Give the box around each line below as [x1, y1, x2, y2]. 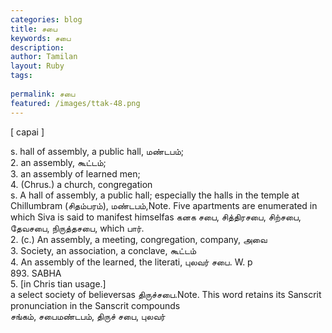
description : [10, 42, 65, 53]
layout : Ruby [10, 61, 65, 71]
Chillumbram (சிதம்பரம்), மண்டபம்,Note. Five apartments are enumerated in [10, 199, 318, 211]
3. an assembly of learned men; [10, 167, 141, 180]
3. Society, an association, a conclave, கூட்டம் [10, 244, 197, 256]
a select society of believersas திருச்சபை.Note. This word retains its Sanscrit [10, 288, 322, 300]
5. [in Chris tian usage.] [10, 277, 107, 290]
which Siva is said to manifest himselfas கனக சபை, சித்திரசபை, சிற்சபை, [10, 211, 302, 223]
